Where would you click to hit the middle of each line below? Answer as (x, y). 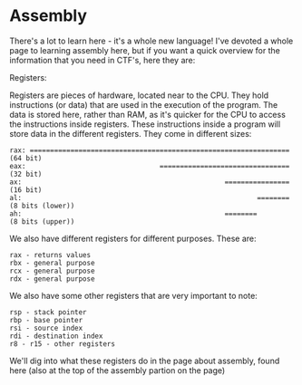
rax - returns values (50, 255)
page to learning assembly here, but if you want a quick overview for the (145, 50)
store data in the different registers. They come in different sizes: (131, 133)
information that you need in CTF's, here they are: (102, 60)
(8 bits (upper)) (42, 221)
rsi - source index (46, 328)
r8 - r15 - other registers (63, 344)
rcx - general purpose (52, 271)
